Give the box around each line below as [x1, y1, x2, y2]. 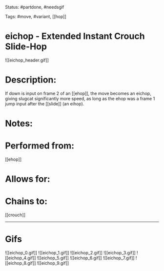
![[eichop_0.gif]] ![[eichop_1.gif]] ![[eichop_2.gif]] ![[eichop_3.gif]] [5, 250, 136, 256]
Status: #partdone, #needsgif [5, 4, 64, 10]
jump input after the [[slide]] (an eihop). [5, 101, 84, 106]
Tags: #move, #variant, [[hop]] [5, 14, 67, 19]
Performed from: [5, 140, 75, 151]
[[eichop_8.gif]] [5, 260, 36, 266]
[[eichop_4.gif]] [5, 255, 36, 261]
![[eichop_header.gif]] [5, 57, 49, 63]
